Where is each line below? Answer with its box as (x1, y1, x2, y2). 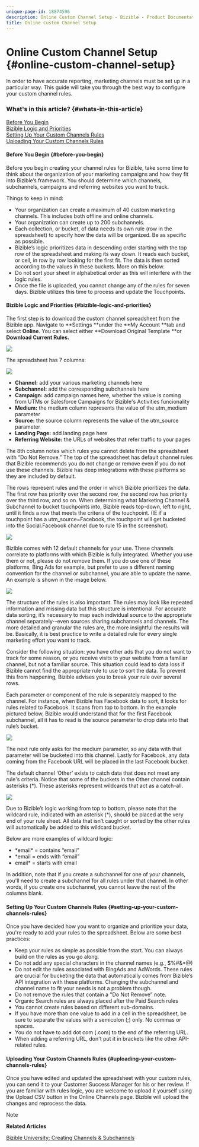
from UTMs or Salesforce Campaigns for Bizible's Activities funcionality (14, 398, 190, 405)
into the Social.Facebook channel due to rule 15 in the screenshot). (6, 522, 169, 529)
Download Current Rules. (6, 334, 70, 341)
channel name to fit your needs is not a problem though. (14, 985, 152, 992)
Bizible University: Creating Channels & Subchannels (6, 1135, 135, 1142)
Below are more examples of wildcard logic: (6, 835, 113, 842)
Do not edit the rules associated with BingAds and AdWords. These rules (14, 966, 192, 973)
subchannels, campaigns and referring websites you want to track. (6, 183, 169, 190)
